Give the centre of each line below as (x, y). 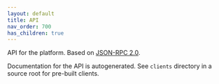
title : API (23, 20)
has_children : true (36, 33)
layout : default (31, 14)
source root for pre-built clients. (53, 74)
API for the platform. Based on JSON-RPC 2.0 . (74, 53)
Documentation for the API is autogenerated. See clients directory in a (109, 66)
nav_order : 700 (29, 26)
